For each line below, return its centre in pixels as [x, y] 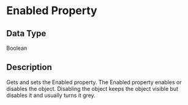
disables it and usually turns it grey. [51, 95]
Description [29, 67]
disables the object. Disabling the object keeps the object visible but [92, 88]
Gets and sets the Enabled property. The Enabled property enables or [94, 82]
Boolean [17, 48]
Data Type [26, 33]
